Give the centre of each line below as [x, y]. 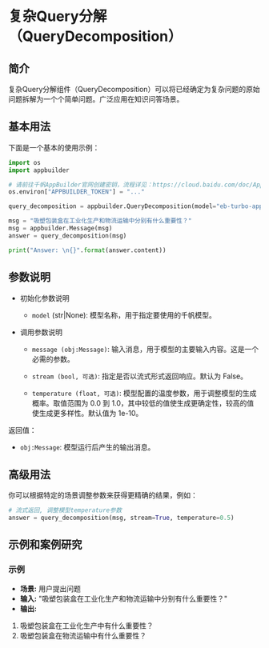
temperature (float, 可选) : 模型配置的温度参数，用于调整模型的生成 [144, 393]
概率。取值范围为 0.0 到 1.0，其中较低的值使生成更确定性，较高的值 [143, 403]
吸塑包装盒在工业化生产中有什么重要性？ [86, 626]
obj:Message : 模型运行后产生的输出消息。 [87, 447]
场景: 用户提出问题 [50, 588]
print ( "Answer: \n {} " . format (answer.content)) [87, 250]
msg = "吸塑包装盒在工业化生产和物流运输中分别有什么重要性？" [100, 221]
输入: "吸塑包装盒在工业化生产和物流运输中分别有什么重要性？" [124, 598]
